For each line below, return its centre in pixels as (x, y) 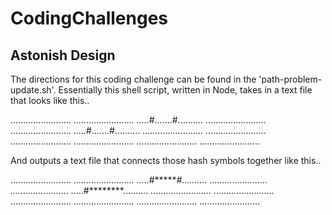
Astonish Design (63, 55)
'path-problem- (290, 79)
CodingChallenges (89, 18)
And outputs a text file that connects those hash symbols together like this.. (166, 160)
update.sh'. (33, 90)
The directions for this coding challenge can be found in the (133, 79)
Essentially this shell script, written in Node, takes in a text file (185, 90)
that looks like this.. (50, 100)
